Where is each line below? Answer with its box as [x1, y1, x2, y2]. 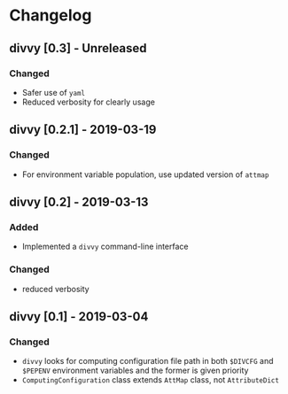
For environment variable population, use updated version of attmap [21, 169, 269, 180]
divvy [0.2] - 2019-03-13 [9, 194, 149, 209]
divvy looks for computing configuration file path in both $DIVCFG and [21, 356, 274, 367]
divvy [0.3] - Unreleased [9, 41, 148, 56]
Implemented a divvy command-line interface [21, 241, 189, 252]
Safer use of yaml [21, 87, 86, 97]
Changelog [9, 5, 92, 26]
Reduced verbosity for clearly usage [21, 97, 155, 107]
